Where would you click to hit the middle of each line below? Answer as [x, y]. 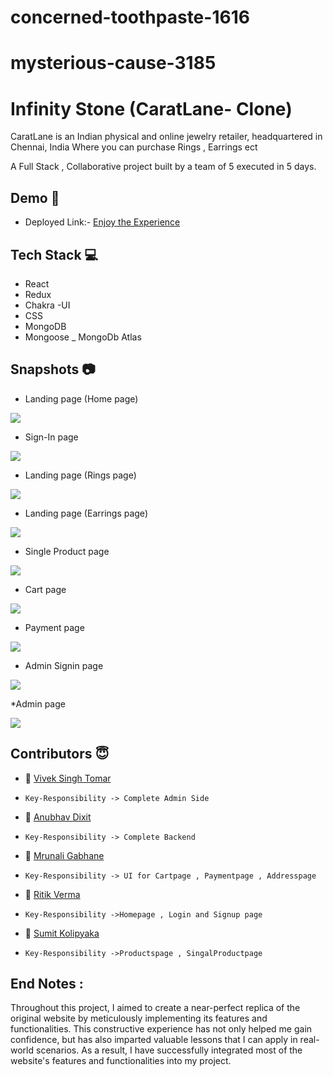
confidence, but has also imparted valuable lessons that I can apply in [154, 1040]
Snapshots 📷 [53, 369]
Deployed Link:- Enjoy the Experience [102, 222]
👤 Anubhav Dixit [58, 817]
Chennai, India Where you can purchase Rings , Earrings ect [134, 147]
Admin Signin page [64, 665]
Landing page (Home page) [81, 398]
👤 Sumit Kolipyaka [62, 933]
